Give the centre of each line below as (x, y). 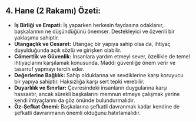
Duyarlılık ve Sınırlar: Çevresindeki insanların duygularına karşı (91, 88)
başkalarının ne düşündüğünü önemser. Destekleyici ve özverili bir (94, 31)
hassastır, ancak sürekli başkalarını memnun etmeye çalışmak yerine (97, 94)
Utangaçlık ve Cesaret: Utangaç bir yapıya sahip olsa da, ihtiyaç (92, 44)
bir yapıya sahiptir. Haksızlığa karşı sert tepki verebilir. (79, 81)
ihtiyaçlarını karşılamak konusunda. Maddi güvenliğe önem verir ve (95, 62)
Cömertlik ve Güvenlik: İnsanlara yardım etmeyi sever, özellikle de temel (102, 56)
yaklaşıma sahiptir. (36, 37)
